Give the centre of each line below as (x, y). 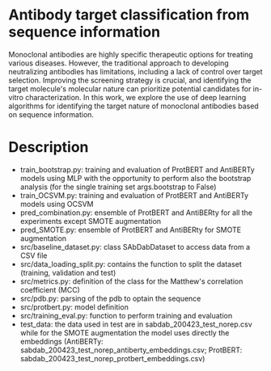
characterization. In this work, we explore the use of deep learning (136, 97)
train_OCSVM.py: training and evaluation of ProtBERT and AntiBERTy (134, 195)
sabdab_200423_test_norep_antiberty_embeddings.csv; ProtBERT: (131, 350)
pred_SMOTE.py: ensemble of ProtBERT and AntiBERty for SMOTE (130, 230)
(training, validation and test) (68, 272)
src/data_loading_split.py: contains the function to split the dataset (131, 263)
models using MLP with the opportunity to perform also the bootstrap (135, 178)
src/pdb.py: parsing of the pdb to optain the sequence (110, 298)
